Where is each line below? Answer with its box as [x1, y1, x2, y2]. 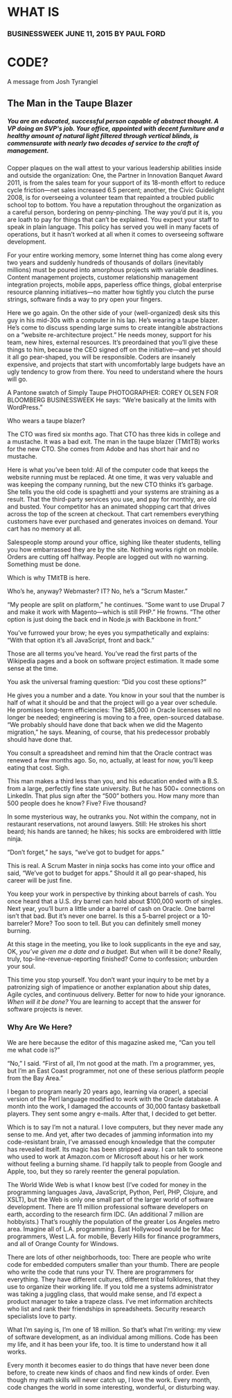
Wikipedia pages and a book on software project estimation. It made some [7, 657, 220, 665]
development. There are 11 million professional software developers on [7, 1202, 208, 1211]
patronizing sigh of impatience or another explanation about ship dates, [7, 983, 211, 991]
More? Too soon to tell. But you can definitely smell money [34, 919, 202, 928]
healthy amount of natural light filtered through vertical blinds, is [7, 132, 199, 140]
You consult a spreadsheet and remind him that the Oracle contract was [7, 749, 213, 757]
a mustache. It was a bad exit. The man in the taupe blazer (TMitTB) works [7, 438, 220, 446]
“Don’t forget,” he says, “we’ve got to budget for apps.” [7, 848, 165, 857]
